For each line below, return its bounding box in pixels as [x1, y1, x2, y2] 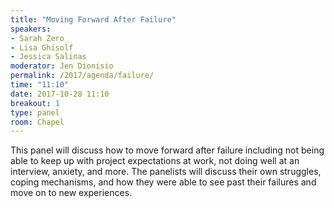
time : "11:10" [10, 80, 70, 90]
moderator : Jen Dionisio [10, 61, 114, 71]
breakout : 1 [10, 98, 60, 108]
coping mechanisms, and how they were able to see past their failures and [10, 176, 317, 188]
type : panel [10, 107, 60, 118]
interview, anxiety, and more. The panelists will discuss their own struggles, [10, 166, 322, 178]
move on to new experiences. [10, 187, 133, 199]
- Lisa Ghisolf [10, 42, 74, 53]
